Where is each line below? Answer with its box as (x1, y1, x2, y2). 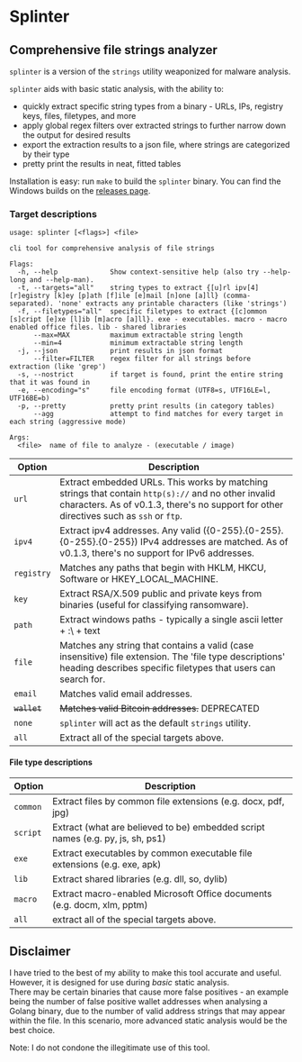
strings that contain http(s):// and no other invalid (59, 487, 276, 500)
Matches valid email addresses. (59, 687, 193, 700)
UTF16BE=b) (9, 394, 50, 403)
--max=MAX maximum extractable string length (32, 331, 244, 340)
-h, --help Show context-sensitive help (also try (17, 268, 259, 277)
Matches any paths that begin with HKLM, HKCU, (59, 561, 267, 574)
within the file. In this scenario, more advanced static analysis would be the (9, 1015, 288, 1026)
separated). (9, 299, 54, 308)
